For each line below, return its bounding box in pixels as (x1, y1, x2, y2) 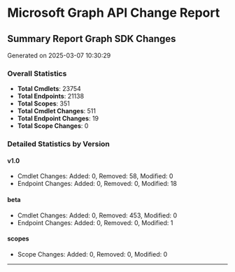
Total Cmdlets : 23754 (17, 85, 82, 93)
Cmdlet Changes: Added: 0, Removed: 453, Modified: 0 (17, 211, 178, 220)
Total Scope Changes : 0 (17, 122, 89, 130)
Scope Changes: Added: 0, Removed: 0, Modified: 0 (17, 250, 168, 258)
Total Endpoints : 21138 (17, 92, 85, 101)
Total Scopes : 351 (17, 99, 70, 108)
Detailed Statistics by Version (7, 139, 111, 149)
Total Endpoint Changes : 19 (17, 114, 99, 123)
